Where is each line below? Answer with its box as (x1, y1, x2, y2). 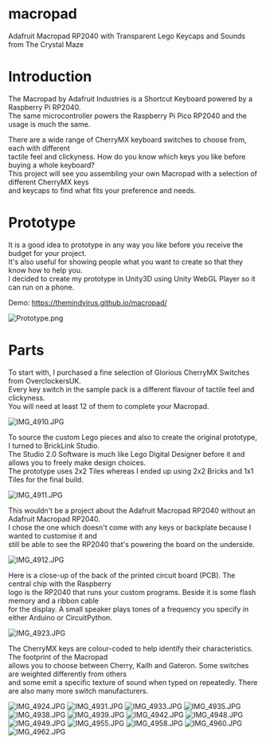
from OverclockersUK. (8, 376, 82, 385)
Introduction (8, 68, 92, 86)
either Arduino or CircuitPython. (8, 612, 113, 622)
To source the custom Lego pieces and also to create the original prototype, (8, 432, 257, 442)
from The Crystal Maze (8, 39, 84, 49)
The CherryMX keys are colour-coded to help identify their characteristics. (8, 644, 253, 653)
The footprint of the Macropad (8, 651, 108, 662)
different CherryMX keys (8, 177, 89, 187)
